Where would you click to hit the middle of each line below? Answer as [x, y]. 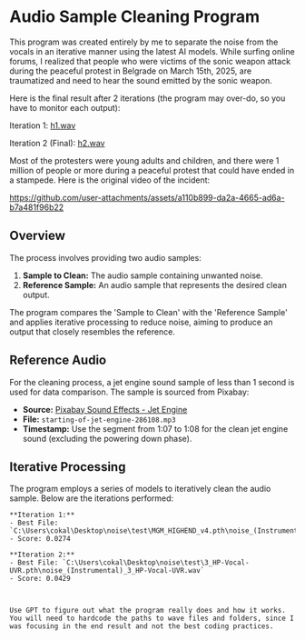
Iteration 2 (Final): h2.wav [57, 143]
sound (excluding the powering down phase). [107, 438]
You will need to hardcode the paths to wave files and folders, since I [152, 619]
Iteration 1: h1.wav [43, 125]
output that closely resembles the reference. [92, 331]
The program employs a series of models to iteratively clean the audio [140, 489]
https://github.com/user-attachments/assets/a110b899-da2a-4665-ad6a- [147, 197]
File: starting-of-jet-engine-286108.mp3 [99, 419]
